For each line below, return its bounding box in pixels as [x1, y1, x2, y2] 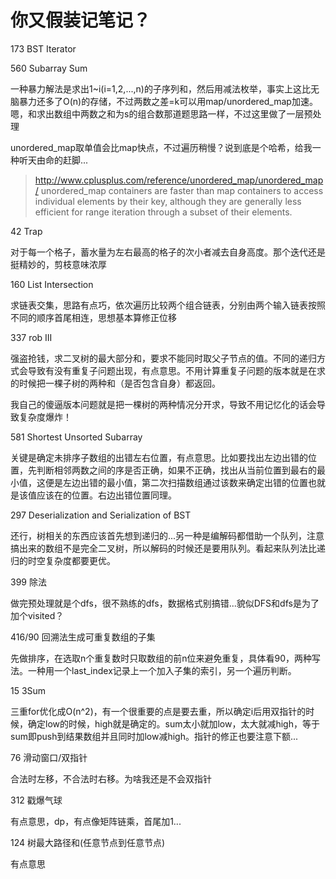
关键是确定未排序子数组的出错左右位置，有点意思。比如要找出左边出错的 [10, 451, 308, 463]
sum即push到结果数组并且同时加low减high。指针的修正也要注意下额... [10, 730, 299, 742]
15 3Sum [10, 684, 47, 696]
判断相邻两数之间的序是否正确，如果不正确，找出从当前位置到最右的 [36, 464, 317, 476]
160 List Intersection [10, 278, 94, 290]
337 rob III [10, 331, 53, 343]
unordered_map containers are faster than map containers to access [40, 184, 324, 196]
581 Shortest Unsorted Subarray [10, 431, 143, 443]
